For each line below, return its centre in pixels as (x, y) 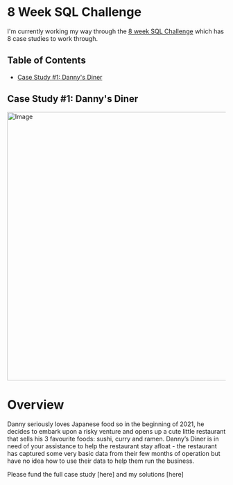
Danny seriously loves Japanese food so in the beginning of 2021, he (106, 424)
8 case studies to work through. (53, 38)
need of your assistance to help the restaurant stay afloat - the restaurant (112, 446)
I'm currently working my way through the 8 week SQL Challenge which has (115, 31)
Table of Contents (47, 61)
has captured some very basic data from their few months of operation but (114, 453)
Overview (36, 404)
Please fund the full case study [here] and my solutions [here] (95, 474)
